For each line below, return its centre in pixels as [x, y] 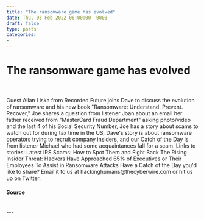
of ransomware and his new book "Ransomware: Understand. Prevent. [95, 107]
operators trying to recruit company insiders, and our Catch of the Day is [97, 139]
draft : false [23, 23]
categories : [21, 35]
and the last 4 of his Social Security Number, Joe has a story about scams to [102, 126]
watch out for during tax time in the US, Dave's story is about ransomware [99, 132]
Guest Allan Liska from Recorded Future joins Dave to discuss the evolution [100, 100]
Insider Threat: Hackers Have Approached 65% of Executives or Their [94, 159]
